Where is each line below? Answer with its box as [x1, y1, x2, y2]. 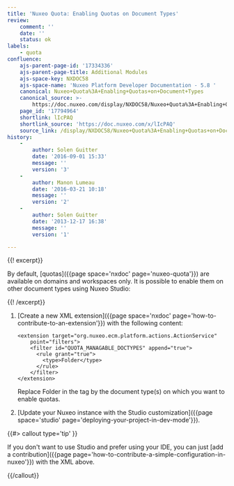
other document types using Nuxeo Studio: [7, 284, 131, 293]
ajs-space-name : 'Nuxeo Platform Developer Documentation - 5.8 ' [19, 82, 217, 89]
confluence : [7, 56, 42, 63]
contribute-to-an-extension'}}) [17, 319, 106, 327]
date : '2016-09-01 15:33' [32, 153, 108, 161]
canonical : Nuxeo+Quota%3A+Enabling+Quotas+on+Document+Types [19, 88, 204, 95]
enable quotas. [17, 395, 61, 404]
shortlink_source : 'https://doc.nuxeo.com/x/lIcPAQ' [19, 120, 176, 128]
